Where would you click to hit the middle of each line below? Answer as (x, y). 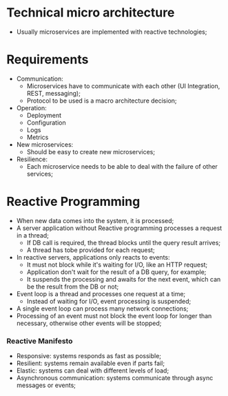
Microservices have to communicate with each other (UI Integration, (123, 86)
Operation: (32, 107)
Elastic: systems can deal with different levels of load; (93, 371)
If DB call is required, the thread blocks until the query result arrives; (124, 242)
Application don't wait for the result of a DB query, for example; (116, 272)
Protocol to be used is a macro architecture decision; (102, 101)
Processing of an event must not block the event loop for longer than (114, 315)
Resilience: (32, 159)
